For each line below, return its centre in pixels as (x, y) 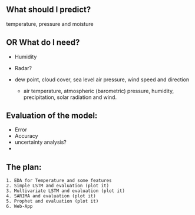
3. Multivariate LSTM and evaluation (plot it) (66, 191)
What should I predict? (49, 10)
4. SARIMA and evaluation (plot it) (51, 196)
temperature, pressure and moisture (50, 24)
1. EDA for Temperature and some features (59, 181)
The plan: (24, 167)
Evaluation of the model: (52, 116)
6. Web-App (19, 206)
